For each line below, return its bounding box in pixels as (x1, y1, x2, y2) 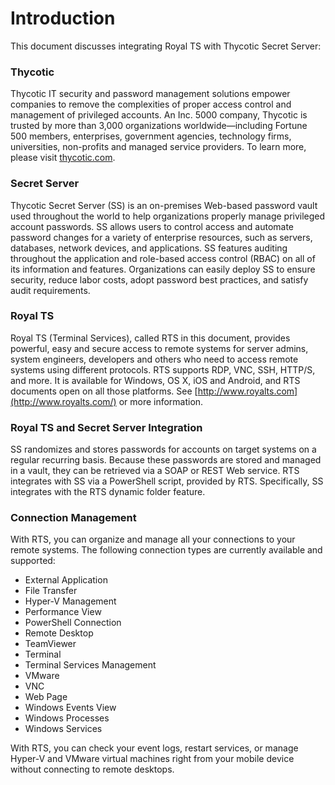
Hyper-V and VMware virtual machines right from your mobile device (10, 753, 295, 765)
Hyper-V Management (24, 595, 117, 607)
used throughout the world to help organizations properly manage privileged (10, 210, 326, 222)
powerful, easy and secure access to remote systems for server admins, (10, 342, 309, 354)
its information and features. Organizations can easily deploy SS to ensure (10, 263, 316, 275)
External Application (24, 574, 108, 586)
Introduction (10, 7, 116, 30)
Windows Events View (24, 702, 117, 714)
